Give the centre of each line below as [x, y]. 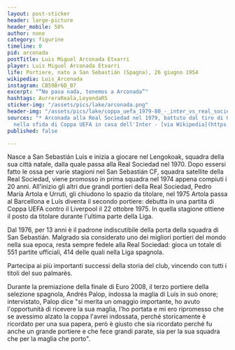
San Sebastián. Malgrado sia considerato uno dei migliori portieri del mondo [116, 237]
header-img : [24, 111]
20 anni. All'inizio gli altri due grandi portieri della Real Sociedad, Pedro [109, 187]
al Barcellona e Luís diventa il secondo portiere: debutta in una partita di [111, 202]
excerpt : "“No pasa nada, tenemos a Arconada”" [78, 92]
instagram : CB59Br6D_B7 [42, 85]
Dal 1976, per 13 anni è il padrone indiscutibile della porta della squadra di [113, 230]
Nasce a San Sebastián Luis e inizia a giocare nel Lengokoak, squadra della [116, 157]
